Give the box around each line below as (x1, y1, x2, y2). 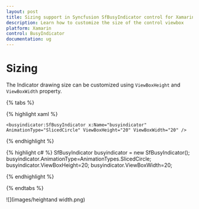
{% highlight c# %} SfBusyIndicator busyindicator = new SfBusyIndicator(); (6, 149, 190, 156)
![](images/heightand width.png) (6, 196, 86, 203)
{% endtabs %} (6, 184, 44, 191)
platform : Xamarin (6, 25, 52, 31)
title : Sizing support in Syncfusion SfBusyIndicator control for (6, 14, 174, 20)
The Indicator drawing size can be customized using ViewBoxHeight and (6, 81, 181, 88)
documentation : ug (6, 36, 52, 42)
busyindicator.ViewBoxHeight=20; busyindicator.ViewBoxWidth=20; (6, 161, 173, 169)
